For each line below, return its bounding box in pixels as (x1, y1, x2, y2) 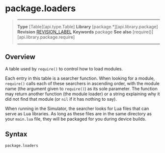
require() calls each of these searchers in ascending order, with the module (5, 80, 160, 86)
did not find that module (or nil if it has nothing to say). (5, 96, 117, 102)
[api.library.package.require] (17, 34, 75, 40)
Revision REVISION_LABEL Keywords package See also (17, 29, 132, 35)
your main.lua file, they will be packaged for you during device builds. (5, 116, 146, 122)
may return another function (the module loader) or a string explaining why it (5, 91, 160, 97)
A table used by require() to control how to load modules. (5, 66, 123, 71)
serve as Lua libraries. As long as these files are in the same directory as (5, 110, 152, 116)
